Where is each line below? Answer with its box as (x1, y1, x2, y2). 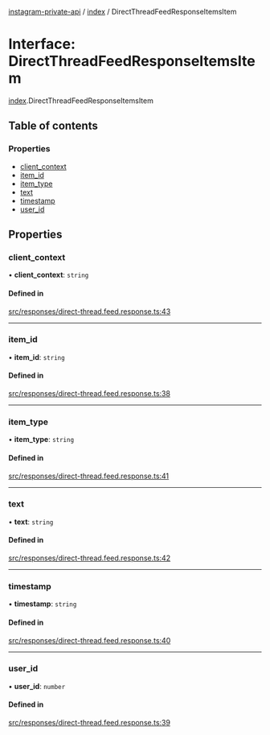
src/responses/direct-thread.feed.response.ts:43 (8, 306, 171, 316)
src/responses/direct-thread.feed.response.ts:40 (8, 635, 171, 645)
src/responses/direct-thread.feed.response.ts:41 (8, 471, 170, 481)
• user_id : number (8, 681, 66, 691)
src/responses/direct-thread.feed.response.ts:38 (8, 389, 171, 398)
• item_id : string (8, 352, 66, 361)
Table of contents (8, 119, 98, 133)
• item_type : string (8, 435, 75, 444)
